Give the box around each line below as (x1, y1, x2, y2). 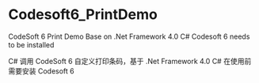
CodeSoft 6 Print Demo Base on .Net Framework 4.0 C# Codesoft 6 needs (8, 32, 250, 41)
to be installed (8, 40, 55, 49)
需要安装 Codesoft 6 (8, 66, 74, 76)
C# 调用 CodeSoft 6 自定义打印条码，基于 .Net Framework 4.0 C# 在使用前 (8, 56, 252, 66)
